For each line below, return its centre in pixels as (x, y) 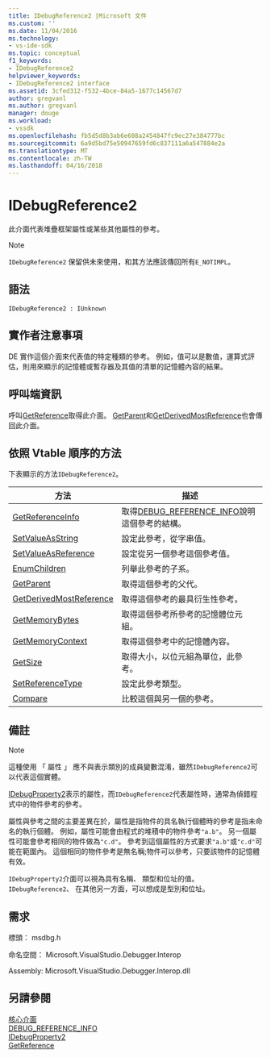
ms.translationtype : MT (48, 151)
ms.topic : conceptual (45, 53)
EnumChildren (39, 569)
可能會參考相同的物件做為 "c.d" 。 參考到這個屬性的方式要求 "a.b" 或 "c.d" (135, 841)
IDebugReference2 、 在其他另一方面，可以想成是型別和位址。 (109, 889)
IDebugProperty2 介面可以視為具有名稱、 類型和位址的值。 (104, 879)
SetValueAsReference (54, 553)
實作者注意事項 (46, 335)
